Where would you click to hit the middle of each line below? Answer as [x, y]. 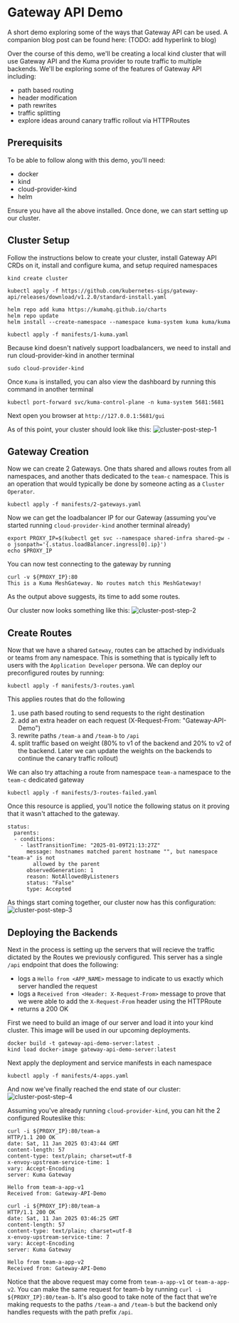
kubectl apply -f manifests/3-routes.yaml [71, 686]
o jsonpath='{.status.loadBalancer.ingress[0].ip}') [87, 545]
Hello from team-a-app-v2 [46, 1262]
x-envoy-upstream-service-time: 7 [59, 1237]
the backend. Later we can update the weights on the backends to [115, 751]
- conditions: [34, 839]
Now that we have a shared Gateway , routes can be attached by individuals [116, 650]
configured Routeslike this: [47, 1118]
